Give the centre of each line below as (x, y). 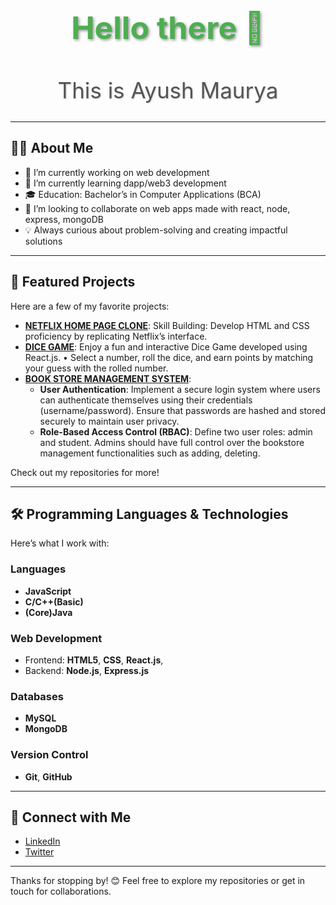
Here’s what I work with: (60, 543)
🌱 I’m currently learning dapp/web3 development (125, 183)
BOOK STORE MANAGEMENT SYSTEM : (108, 378)
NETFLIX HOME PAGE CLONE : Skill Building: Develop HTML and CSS (167, 325)
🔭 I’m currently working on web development (117, 172)
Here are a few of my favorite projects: (90, 306)
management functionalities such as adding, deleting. (150, 453)
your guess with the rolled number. (96, 368)
